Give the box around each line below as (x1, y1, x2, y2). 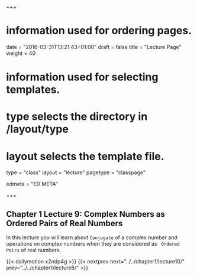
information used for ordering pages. (6, 24, 192, 37)
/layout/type (6, 122, 69, 136)
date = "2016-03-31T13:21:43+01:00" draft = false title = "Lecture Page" (6, 43, 182, 50)
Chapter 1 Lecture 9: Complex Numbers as (6, 209, 166, 219)
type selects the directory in (6, 110, 148, 123)
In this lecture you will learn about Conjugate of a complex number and (6, 234, 177, 241)
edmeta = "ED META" (6, 181, 58, 188)
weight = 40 (6, 50, 36, 57)
